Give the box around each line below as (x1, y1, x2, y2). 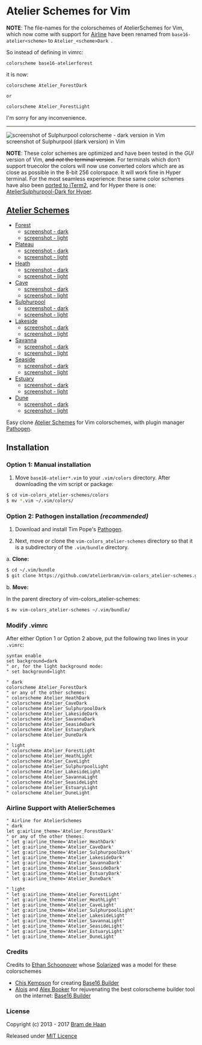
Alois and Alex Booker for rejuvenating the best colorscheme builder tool (14, 986, 195, 993)
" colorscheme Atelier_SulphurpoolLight (6, 764, 109, 770)
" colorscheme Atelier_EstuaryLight (6, 785, 98, 791)
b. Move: (6, 584, 29, 591)
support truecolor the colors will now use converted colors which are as (6, 162, 185, 169)
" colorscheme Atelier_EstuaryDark (6, 727, 96, 733)
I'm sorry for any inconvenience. (6, 114, 87, 121)
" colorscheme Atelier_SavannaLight (6, 774, 98, 781)
